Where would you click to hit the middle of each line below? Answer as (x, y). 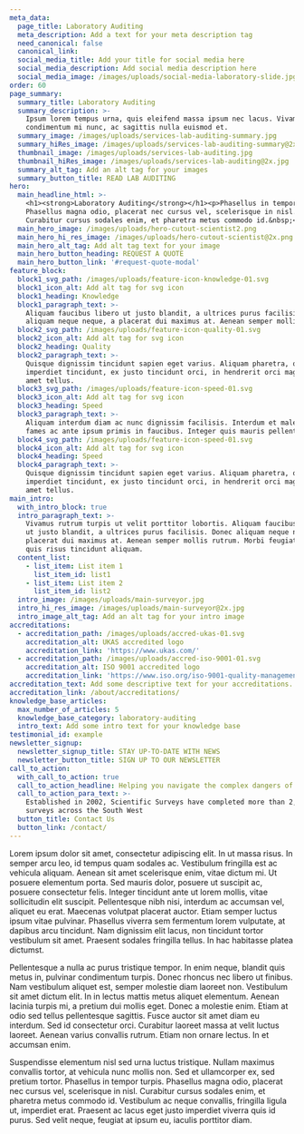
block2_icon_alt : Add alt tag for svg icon (100, 338)
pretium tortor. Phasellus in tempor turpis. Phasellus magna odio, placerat (146, 1081)
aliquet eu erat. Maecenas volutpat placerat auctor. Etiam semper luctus (143, 911)
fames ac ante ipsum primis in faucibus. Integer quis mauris (145, 431)
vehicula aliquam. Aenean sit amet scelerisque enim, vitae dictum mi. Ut (143, 873)
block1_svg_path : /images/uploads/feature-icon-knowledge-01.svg (143, 279)
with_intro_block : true (62, 507)
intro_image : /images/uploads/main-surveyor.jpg (111, 600)
